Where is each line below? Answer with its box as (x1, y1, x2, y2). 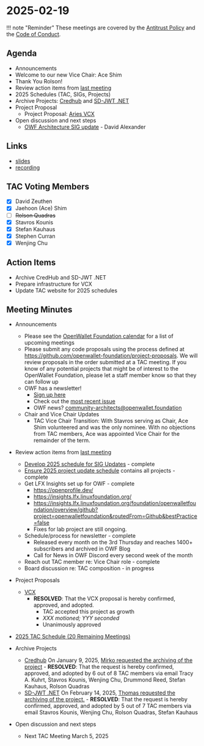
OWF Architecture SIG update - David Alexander (24, 123, 146, 131)
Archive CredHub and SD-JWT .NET (15, 273, 107, 281)
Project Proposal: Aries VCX (24, 110, 95, 117)
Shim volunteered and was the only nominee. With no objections (33, 424, 195, 431)
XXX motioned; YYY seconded (42, 614, 120, 622)
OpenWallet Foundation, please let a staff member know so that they (24, 371, 197, 379)
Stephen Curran (15, 232, 56, 240)
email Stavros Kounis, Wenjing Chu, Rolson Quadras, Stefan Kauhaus (24, 709, 199, 716)
